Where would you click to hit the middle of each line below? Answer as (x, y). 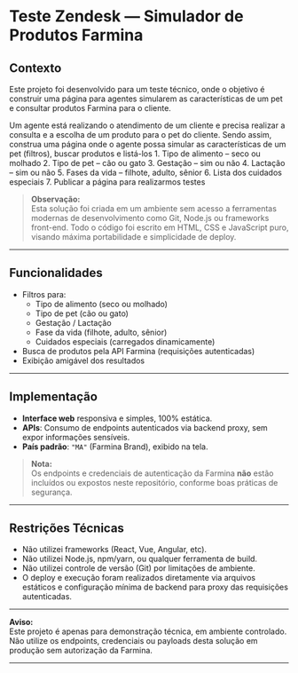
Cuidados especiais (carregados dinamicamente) (125, 341)
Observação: (55, 199)
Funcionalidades (56, 273)
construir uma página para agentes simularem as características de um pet (146, 99)
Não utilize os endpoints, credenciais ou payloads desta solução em (134, 641)
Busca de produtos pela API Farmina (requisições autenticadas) (138, 351)
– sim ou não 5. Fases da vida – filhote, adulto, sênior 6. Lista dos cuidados (145, 172)
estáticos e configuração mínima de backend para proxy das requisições (155, 587)
